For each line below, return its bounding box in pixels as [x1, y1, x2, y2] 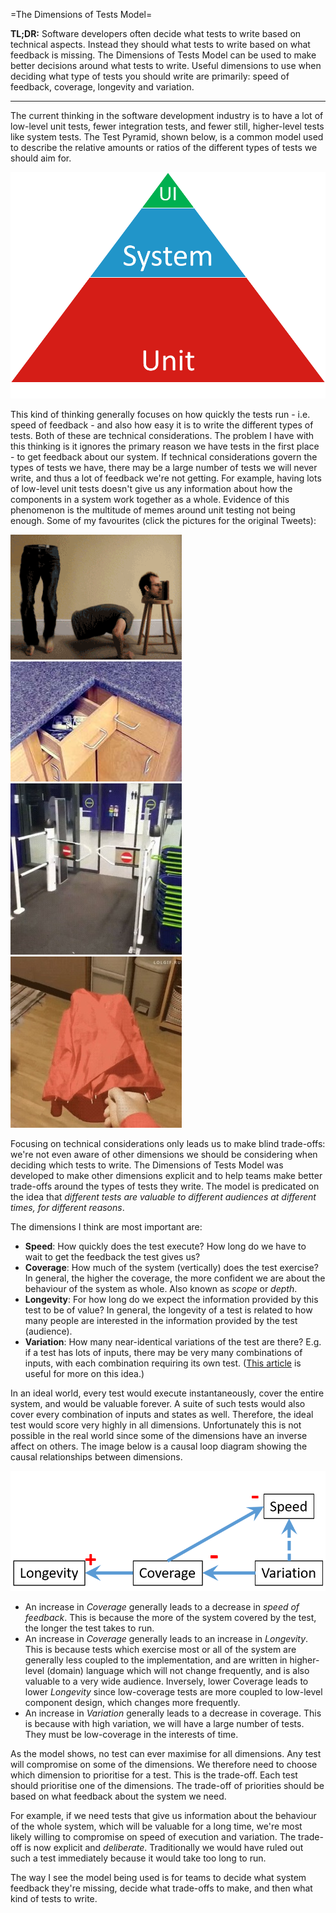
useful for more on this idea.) [24, 1367, 145, 1379]
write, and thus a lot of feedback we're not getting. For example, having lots [10, 472, 322, 484]
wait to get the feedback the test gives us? [24, 1250, 201, 1263]
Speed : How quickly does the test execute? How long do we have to [24, 1240, 307, 1252]
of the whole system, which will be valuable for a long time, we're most [10, 1820, 303, 1832]
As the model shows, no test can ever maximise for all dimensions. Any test [10, 1747, 322, 1759]
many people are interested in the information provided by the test [24, 1314, 298, 1326]
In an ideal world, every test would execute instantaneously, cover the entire [10, 1387, 325, 1399]
